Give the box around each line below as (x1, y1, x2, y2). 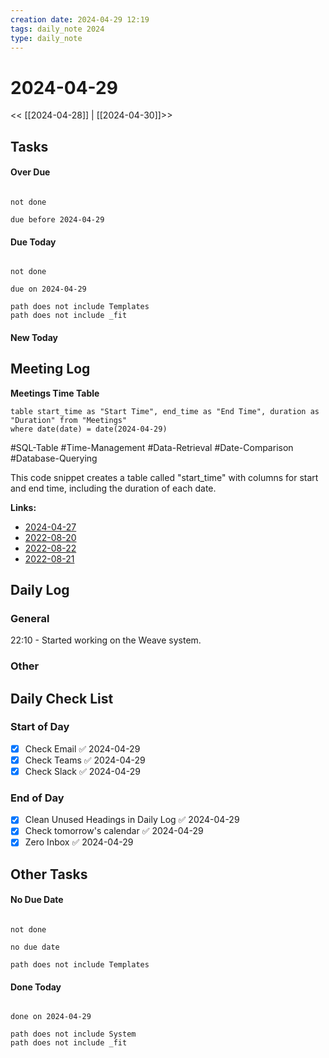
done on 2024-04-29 (10, 1012, 92, 1022)
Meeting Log (10, 361, 91, 378)
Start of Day (10, 720, 70, 734)
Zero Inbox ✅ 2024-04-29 (24, 836, 134, 848)
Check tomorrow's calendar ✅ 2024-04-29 (24, 825, 204, 837)
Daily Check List (10, 690, 114, 707)
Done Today (10, 981, 62, 993)
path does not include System (10, 1029, 137, 1040)
